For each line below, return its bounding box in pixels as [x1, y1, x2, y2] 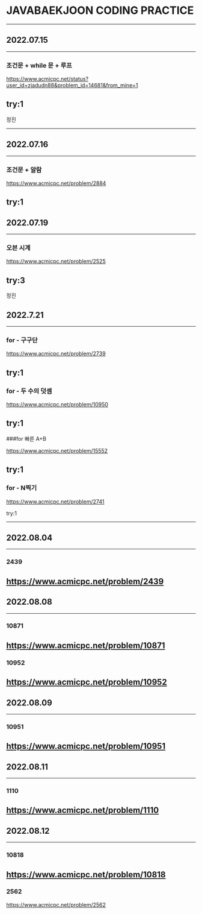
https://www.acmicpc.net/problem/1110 [6, 805, 159, 816]
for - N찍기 [6, 484, 37, 492]
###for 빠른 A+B [6, 435, 47, 442]
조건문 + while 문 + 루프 [6, 61, 72, 69]
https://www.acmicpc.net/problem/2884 [6, 179, 106, 187]
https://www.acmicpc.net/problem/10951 [6, 741, 166, 751]
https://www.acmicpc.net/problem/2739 [6, 350, 106, 358]
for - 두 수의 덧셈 [6, 386, 52, 395]
